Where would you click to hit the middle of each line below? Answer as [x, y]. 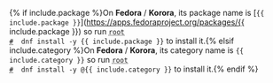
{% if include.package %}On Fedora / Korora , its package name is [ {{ [137, 13]
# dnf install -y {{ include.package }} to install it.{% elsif [122, 41]
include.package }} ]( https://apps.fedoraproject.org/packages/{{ [127, 22]
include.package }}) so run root [67, 31]
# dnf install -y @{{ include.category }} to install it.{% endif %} [134, 69]
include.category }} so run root [69, 60]
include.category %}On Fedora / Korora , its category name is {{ [126, 50]
